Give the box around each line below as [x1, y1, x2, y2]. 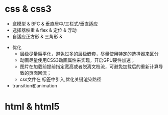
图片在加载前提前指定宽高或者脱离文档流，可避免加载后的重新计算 [19, 63, 159, 70]
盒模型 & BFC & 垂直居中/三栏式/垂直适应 [12, 20, 98, 27]
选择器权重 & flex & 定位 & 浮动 [12, 27, 77, 33]
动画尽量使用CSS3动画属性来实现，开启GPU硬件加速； [19, 57, 136, 63]
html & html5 [5, 101, 60, 112]
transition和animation [12, 82, 57, 88]
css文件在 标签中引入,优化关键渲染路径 [19, 76, 102, 82]
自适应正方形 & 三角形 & [12, 33, 62, 39]
